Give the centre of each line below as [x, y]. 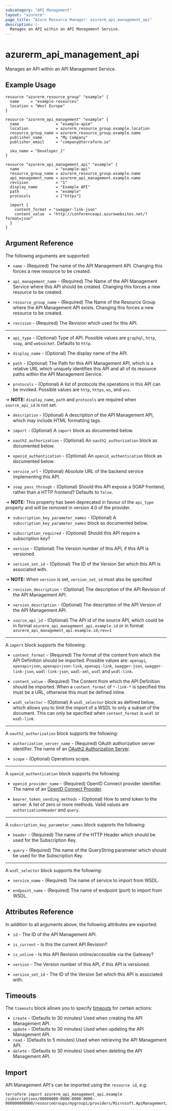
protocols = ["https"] [46, 196]
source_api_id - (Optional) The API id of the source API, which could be [88, 620]
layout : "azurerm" [25, 15]
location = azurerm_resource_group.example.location [80, 128]
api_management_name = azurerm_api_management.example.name [75, 178]
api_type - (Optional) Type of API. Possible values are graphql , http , [84, 338]
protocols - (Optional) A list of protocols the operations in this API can [87, 384]
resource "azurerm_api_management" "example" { [57, 119]
